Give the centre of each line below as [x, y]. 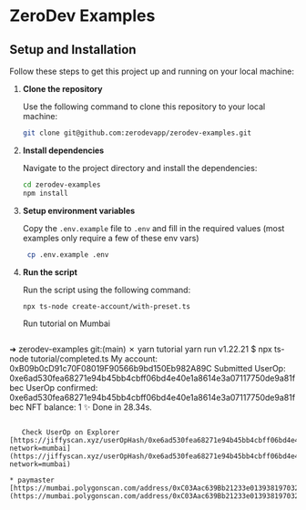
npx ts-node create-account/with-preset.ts [107, 306]
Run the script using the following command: [107, 290]
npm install [45, 193]
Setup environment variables [79, 210]
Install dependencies [63, 150]
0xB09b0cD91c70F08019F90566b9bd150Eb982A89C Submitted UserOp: [148, 369]
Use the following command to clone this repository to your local [144, 107]
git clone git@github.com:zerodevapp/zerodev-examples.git [137, 133]
